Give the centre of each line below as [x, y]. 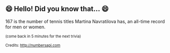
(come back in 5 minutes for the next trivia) [43, 36]
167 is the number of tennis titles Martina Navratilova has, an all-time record [85, 21]
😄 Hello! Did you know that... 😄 [57, 9]
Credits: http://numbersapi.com [33, 45]
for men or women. [25, 27]
